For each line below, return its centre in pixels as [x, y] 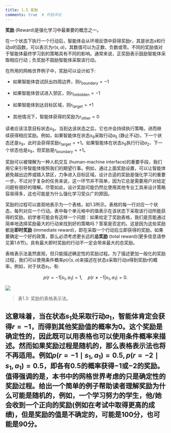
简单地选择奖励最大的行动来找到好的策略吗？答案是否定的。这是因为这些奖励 [85, 223]
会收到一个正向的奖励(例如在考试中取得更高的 [77, 405]
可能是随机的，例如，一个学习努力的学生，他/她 [87, 396]
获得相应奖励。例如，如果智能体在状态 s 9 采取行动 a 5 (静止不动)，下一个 [83, 136]
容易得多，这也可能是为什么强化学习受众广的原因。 [59, 194]
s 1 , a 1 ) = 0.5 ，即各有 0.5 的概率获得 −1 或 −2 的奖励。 [85, 367]
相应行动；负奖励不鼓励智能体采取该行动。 [54, 60]
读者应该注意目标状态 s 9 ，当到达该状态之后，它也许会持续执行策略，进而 [81, 129]
